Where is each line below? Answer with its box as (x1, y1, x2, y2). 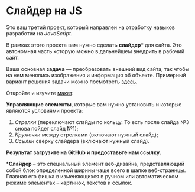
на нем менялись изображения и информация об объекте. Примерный (6, 71, 186, 79)
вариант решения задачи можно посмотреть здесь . (6, 78, 138, 85)
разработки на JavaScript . (6, 30, 73, 37)
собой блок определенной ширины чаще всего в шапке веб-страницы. (6, 167, 186, 174)
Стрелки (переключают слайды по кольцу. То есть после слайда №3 (14, 118, 190, 125)
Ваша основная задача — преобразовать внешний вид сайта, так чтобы (6, 65, 190, 72)
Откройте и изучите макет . (6, 89, 74, 96)
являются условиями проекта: (6, 107, 83, 114)
